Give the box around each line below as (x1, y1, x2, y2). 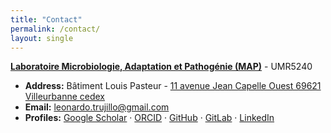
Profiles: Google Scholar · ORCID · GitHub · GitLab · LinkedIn (24, 112, 275, 124)
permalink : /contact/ (10, 24, 101, 34)
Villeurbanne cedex (24, 91, 105, 103)
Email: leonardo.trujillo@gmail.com (24, 101, 170, 113)
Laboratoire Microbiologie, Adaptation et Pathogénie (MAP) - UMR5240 (10, 61, 313, 73)
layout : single (10, 33, 74, 43)
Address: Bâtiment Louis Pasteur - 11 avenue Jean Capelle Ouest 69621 (24, 80, 322, 92)
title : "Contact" (10, 14, 83, 25)
